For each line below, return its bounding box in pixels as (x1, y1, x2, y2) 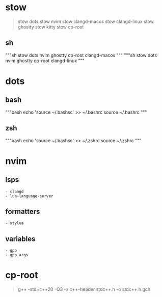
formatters (5, 207, 40, 215)
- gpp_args (5, 253, 29, 258)
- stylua (5, 221, 24, 226)
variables (5, 234, 36, 243)
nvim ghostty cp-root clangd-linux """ (5, 58, 85, 64)
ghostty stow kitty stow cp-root (17, 23, 84, 30)
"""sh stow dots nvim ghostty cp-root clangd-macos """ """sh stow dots (5, 52, 157, 58)
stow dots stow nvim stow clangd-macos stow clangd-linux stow (17, 18, 154, 24)
